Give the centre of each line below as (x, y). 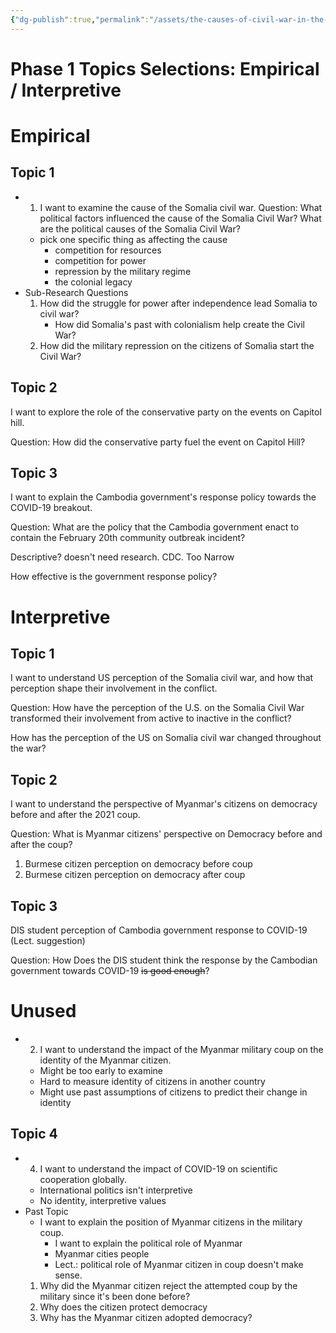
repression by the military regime (123, 271)
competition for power (100, 260)
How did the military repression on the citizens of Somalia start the (177, 345)
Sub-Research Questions (76, 292)
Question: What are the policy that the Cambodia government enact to (155, 527)
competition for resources (108, 250)
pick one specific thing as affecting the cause (133, 239)
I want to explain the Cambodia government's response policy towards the (163, 497)
